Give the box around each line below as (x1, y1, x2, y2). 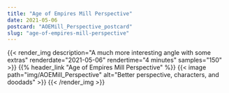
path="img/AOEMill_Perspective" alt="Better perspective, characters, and (7, 71, 220, 79)
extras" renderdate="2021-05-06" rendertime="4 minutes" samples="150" (7, 56, 222, 65)
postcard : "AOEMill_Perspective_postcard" (7, 23, 133, 30)
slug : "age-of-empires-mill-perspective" (7, 29, 130, 37)
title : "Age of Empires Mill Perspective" (7, 10, 133, 17)
